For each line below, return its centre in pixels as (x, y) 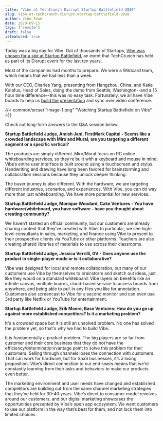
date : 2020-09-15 (23, 23)
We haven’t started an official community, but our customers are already (77, 223)
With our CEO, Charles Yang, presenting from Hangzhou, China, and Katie (79, 85)
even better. (17, 374)
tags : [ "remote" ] (23, 28)
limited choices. (21, 414)
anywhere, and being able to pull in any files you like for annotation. (73, 289)
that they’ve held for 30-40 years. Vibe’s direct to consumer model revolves (81, 394)
